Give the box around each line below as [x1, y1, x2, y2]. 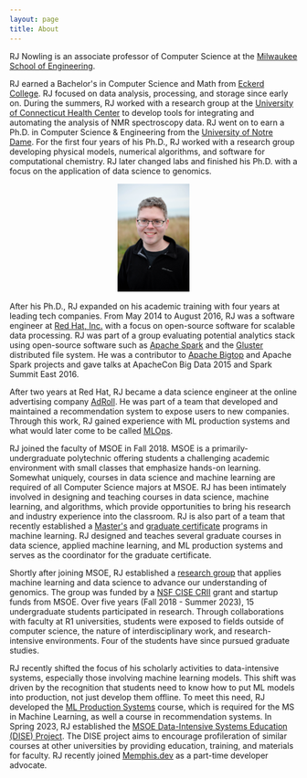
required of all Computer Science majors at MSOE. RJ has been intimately [9, 481, 287, 492]
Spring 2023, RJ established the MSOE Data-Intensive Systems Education [9, 720, 288, 731]
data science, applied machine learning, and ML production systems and [9, 540, 283, 551]
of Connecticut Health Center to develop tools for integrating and [9, 107, 255, 118]
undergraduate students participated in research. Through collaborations [9, 605, 285, 616]
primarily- [211, 443, 249, 454]
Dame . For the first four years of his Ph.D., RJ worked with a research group [9, 136, 295, 147]
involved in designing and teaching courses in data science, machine [9, 491, 270, 502]
